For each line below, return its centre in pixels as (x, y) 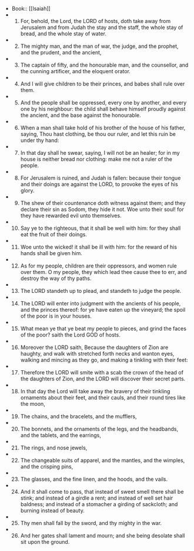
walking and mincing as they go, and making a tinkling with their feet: (104, 360)
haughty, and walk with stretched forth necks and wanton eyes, (97, 353)
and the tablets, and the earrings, (61, 435)
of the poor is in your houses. (56, 316)
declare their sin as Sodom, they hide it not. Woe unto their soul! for (102, 209)
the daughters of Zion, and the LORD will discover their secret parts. (103, 379)
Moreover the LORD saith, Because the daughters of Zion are (94, 347)
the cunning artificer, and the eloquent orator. (76, 71)
